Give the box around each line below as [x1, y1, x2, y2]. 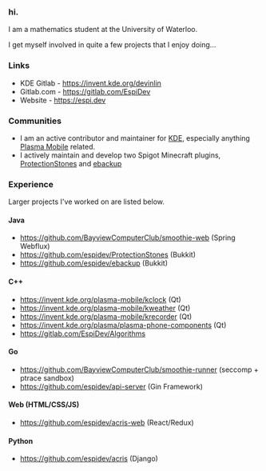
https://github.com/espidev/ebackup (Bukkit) [19, 258, 169, 268]
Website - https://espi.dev [19, 95, 106, 105]
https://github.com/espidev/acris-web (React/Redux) [19, 418, 194, 427]
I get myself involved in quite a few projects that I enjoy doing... [8, 40, 216, 50]
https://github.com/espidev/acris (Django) [19, 454, 158, 464]
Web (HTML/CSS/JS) [8, 400, 80, 409]
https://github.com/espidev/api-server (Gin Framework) [19, 381, 204, 391]
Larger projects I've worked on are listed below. [8, 197, 165, 206]
